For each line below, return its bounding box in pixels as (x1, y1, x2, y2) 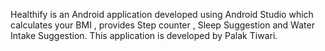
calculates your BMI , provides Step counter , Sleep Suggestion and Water (10, 19, 315, 31)
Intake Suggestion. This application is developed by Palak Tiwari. (10, 30, 278, 41)
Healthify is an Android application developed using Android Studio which (10, 9, 314, 20)
